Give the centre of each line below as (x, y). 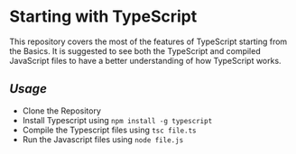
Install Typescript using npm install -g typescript (117, 120)
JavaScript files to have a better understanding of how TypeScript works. (145, 60)
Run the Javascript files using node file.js (103, 139)
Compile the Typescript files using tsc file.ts (109, 130)
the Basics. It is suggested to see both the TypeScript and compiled (135, 50)
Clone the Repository (62, 111)
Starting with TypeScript (103, 17)
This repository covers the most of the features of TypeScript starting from (148, 41)
